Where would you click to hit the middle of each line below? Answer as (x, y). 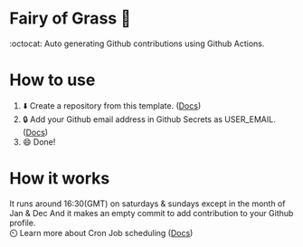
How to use (52, 80)
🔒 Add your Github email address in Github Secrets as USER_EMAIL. (149, 119)
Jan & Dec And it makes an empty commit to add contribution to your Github (151, 213)
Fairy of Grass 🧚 (70, 19)
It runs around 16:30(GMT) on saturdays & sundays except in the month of (147, 204)
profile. (23, 223)
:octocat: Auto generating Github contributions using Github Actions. (137, 43)
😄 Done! (39, 142)
